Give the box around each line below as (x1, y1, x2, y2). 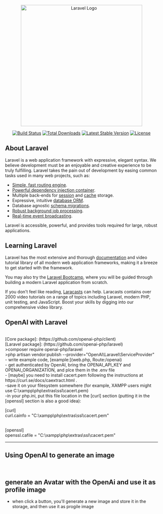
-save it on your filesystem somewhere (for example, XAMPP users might (5, 382, 152, 388)
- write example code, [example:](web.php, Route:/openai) (5, 357, 122, 363)
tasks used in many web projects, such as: (5, 172, 90, 178)
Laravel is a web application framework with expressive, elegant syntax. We (5, 157, 157, 163)
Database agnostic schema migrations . (12, 202, 91, 208)
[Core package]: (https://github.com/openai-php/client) (5, 336, 116, 342)
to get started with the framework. (5, 265, 74, 270)
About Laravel (5, 144, 49, 152)
